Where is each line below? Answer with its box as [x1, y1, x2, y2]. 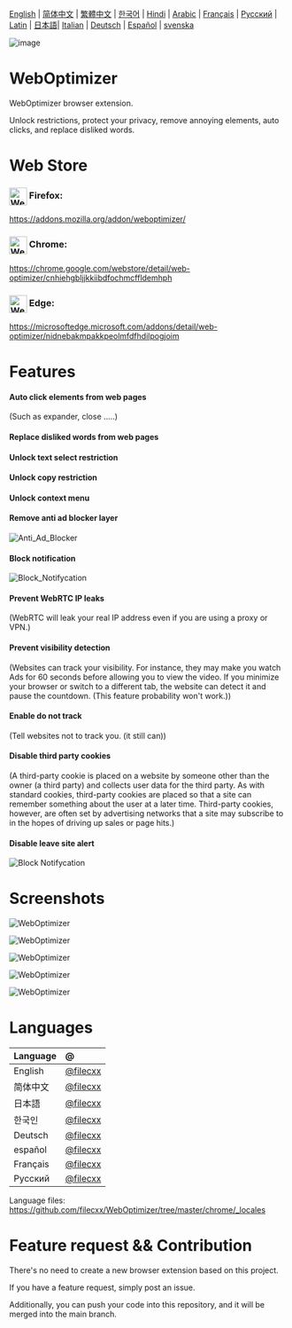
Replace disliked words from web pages [9, 432, 159, 442]
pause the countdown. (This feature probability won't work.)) [9, 690, 232, 701]
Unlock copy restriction [9, 472, 97, 483]
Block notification [9, 553, 76, 563]
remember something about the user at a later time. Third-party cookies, [9, 798, 274, 809]
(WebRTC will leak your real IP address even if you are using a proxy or [9, 612, 268, 624]
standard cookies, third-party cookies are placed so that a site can [9, 790, 252, 799]
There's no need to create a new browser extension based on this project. [9, 1265, 279, 1276]
